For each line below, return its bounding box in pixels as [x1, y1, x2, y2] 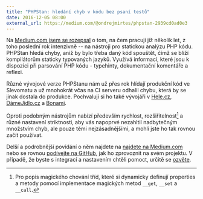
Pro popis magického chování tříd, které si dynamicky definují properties [14, 173, 196, 181]
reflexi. [6, 69, 24, 76]
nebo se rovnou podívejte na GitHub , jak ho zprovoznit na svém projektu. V [6, 150, 193, 157]
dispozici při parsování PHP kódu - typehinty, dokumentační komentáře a [6, 62, 188, 69]
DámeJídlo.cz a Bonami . [6, 99, 66, 107]
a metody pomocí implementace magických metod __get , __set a [14, 180, 178, 187]
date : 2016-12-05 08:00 [6, 14, 66, 21]
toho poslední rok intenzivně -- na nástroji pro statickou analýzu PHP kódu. [6, 43, 193, 50]
